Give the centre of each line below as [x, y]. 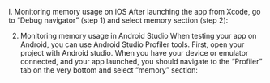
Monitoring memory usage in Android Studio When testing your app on [138, 36]
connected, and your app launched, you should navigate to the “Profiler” [141, 61]
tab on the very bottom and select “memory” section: [109, 70]
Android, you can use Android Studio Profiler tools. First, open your [132, 44]
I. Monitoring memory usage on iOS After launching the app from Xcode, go [135, 12]
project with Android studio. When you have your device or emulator [134, 53]
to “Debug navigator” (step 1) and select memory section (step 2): [118, 20]
